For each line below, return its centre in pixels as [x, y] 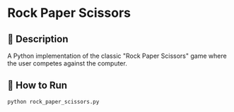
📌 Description [38, 39]
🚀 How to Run [37, 86]
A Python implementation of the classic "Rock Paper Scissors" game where [117, 56]
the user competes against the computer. [67, 63]
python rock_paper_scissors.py [53, 101]
